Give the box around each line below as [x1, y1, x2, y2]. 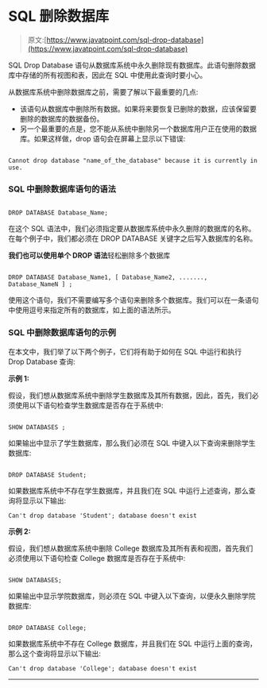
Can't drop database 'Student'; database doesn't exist [8, 512, 197, 520]
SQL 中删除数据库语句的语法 [8, 184, 117, 195]
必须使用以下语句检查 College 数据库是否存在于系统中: [8, 553, 186, 562]
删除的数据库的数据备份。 [19, 114, 104, 123]
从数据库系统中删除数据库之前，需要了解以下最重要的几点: [8, 87, 199, 96]
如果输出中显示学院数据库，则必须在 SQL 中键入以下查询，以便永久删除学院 [8, 591, 256, 601]
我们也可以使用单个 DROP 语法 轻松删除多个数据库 [8, 251, 171, 261]
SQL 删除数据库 [8, 7, 110, 25]
